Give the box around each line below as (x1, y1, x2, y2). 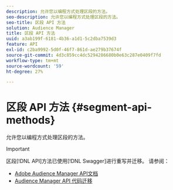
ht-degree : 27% (6, 69, 43, 74)
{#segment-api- (71, 101, 152, 114)
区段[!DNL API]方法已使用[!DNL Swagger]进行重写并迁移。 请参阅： (6, 158, 169, 165)
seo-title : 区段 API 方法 (6, 19, 66, 25)
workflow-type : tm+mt (6, 57, 59, 63)
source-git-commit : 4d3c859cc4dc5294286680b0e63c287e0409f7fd (6, 52, 161, 58)
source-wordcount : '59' (6, 63, 65, 69)
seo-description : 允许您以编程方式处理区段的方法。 (6, 14, 121, 20)
